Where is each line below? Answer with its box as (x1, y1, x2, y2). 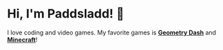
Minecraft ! (7, 35, 38, 43)
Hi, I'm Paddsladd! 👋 (7, 6, 125, 22)
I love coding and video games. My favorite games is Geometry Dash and (7, 28, 217, 36)
